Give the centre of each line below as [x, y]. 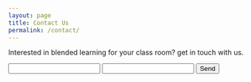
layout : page [30, 15]
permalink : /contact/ [44, 30]
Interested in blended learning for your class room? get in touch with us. [126, 53]
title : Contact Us [39, 23]
